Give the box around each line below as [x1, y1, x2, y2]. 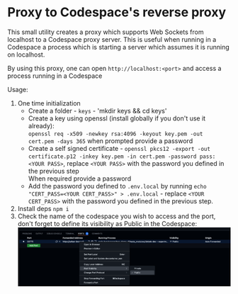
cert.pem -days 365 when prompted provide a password [28, 136, 193, 145]
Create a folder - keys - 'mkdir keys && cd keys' [28, 106, 167, 115]
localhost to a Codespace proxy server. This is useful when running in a [7, 35, 217, 43]
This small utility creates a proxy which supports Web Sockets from [7, 28, 204, 36]
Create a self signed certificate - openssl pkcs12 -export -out [28, 144, 211, 152]
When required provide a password [28, 174, 132, 183]
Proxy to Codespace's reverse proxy [7, 4, 227, 21]
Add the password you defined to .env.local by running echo [28, 181, 207, 190]
